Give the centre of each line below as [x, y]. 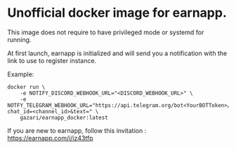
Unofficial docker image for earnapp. [117, 13]
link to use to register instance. [52, 60]
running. [19, 39]
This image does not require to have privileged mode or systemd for [106, 32]
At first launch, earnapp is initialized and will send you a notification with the [117, 53]
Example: [21, 74]
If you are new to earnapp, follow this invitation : [77, 130]
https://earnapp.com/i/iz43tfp [50, 138]
